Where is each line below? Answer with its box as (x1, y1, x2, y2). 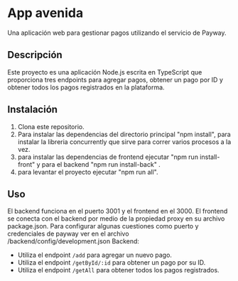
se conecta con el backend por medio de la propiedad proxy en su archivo (7, 214, 225, 223)
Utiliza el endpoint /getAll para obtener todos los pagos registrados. (17, 266, 220, 275)
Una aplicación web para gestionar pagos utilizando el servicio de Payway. (7, 28, 227, 37)
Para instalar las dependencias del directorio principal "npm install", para (17, 130, 231, 138)
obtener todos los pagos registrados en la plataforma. (7, 83, 165, 92)
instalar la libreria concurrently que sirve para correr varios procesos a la (17, 137, 232, 146)
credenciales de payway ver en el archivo (7, 229, 129, 238)
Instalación (7, 104, 58, 116)
